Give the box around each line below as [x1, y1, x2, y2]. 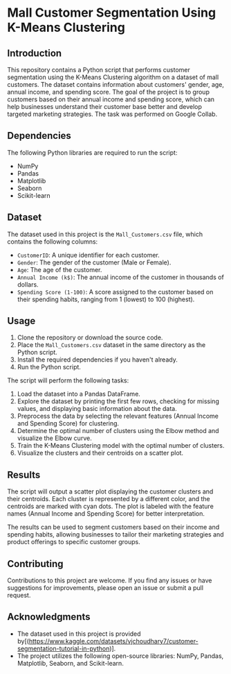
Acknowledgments [7, 611, 91, 623]
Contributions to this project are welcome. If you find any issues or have [7, 576, 212, 584]
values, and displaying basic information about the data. [17, 405, 178, 413]
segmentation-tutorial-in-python [17, 644, 110, 652]
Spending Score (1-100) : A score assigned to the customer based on [17, 287, 214, 296]
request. [7, 591, 31, 600]
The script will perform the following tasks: [7, 376, 129, 385]
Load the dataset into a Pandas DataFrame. [17, 390, 140, 398]
